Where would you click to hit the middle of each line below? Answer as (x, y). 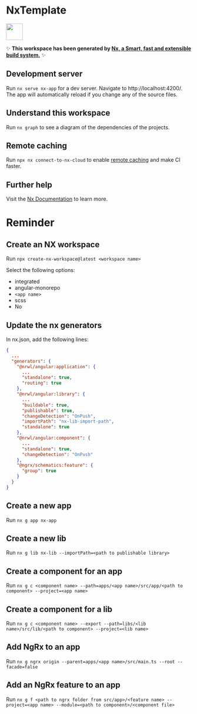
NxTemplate (36, 10)
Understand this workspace (58, 113)
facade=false (22, 667)
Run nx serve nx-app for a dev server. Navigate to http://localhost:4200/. (94, 88)
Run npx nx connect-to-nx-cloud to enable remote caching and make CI (93, 160)
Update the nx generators (54, 325)
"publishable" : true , (48, 411)
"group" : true (39, 471)
